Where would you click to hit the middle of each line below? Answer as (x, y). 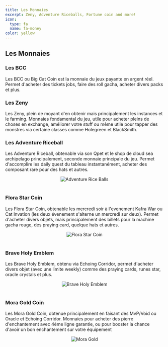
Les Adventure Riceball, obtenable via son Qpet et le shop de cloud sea (79, 153)
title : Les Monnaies (27, 10)
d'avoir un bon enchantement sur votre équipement (59, 329)
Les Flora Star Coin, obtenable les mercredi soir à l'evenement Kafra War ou (84, 209)
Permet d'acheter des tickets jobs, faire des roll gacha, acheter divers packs (84, 84)
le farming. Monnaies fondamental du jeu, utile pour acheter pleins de (77, 119)
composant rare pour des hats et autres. (47, 169)
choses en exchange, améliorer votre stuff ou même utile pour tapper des (81, 124)
